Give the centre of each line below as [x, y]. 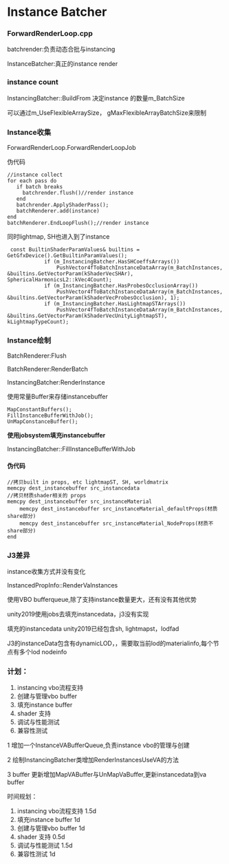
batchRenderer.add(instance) [58, 211]
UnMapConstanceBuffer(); [43, 422]
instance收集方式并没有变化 [46, 571]
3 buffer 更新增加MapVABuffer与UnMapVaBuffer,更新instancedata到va [107, 775]
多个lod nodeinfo [43, 651]
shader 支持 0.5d [41, 837]
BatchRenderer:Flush [37, 356]
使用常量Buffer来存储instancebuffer [57, 397]
